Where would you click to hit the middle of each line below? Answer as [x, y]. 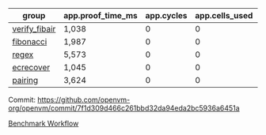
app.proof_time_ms [101, 15]
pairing [25, 80]
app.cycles [166, 15]
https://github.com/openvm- [84, 99]
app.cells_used [224, 15]
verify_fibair [34, 29]
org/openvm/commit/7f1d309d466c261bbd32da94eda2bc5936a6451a [124, 108]
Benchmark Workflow [44, 123]
